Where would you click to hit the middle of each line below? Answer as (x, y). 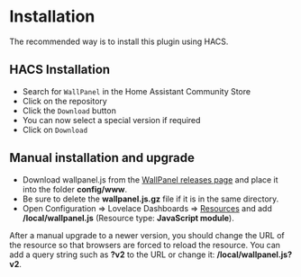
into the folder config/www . (75, 189)
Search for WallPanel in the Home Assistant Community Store (136, 91)
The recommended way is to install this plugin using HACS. (119, 41)
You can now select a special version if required (111, 120)
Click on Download (55, 130)
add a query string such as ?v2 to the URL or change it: (112, 255)
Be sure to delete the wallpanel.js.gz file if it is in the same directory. (150, 199)
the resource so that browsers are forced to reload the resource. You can (145, 245)
